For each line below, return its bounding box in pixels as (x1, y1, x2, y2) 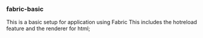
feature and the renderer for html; (6, 25, 91, 32)
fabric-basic (6, 5, 44, 13)
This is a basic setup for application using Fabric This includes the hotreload (6, 19, 198, 26)
